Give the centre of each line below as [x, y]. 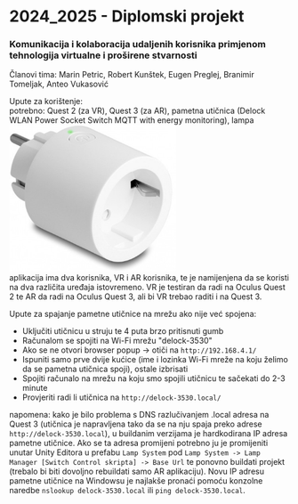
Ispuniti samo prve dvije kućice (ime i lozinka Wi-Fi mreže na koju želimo [155, 360]
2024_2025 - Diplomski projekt [127, 16]
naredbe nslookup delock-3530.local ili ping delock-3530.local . [128, 491]
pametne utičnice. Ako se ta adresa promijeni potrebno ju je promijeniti [139, 443]
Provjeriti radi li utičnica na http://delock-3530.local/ [121, 397]
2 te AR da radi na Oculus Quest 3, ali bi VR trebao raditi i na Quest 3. [136, 297]
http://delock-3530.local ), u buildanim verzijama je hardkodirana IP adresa [149, 434]
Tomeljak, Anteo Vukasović [59, 84]
